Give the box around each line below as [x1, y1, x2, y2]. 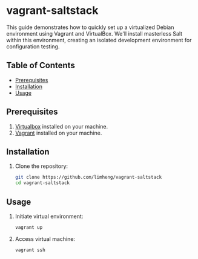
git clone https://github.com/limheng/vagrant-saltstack [15, 174, 162, 181]
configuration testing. [6, 43, 60, 50]
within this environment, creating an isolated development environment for [6, 36, 192, 43]
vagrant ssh [15, 247, 45, 253]
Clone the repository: [15, 162, 68, 170]
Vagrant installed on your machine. [15, 129, 102, 136]
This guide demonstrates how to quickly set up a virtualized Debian [6, 24, 174, 31]
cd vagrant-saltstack [15, 180, 70, 186]
